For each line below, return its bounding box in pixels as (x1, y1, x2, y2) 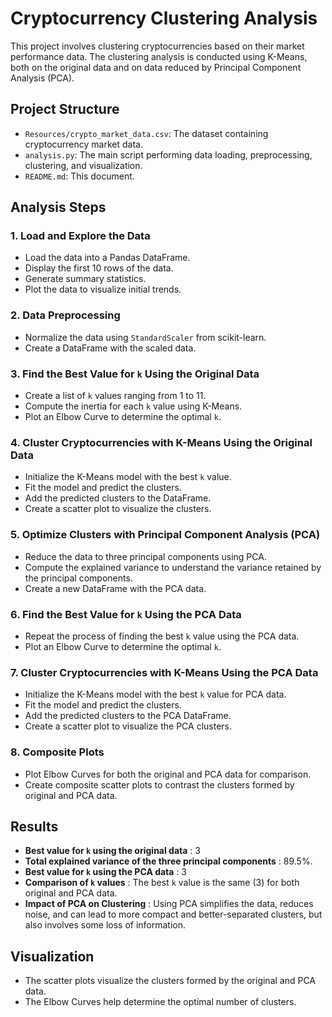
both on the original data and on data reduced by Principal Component (10, 61, 302, 73)
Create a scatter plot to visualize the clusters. (24, 503, 212, 515)
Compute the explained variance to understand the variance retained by (24, 561, 322, 573)
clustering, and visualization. (24, 159, 143, 171)
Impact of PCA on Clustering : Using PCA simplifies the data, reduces (24, 898, 314, 910)
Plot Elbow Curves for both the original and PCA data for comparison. (24, 768, 312, 780)
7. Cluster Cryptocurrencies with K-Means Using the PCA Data (10, 665, 319, 679)
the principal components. (24, 572, 133, 584)
